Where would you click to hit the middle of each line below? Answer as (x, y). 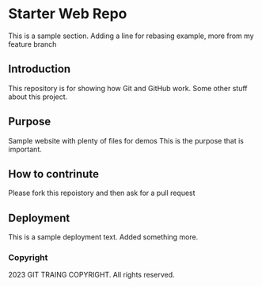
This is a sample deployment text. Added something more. (103, 237)
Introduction (40, 69)
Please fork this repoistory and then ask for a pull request (102, 193)
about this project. (38, 97)
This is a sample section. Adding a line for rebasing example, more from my (131, 36)
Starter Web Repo (68, 14)
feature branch (32, 44)
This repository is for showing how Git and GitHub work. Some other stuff (128, 88)
